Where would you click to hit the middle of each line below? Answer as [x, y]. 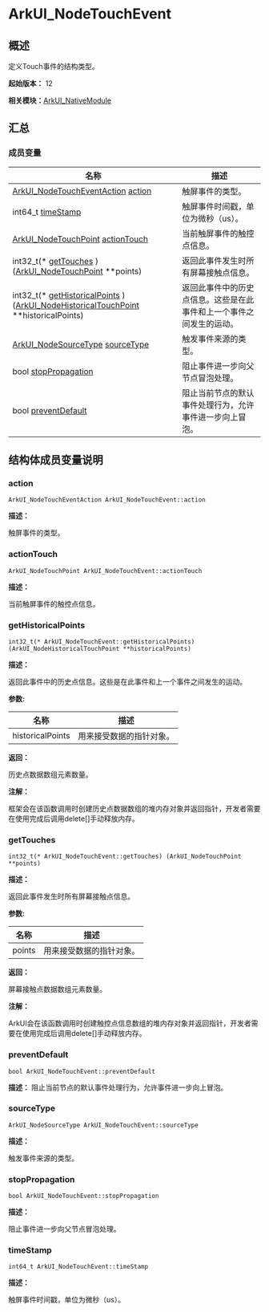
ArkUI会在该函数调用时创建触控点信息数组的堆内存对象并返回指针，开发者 [130, 1023]
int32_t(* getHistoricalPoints [66, 295]
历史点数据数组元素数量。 [50, 774]
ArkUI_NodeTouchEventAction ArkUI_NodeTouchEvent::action [107, 500]
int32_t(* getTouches [53, 261]
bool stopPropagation [53, 372]
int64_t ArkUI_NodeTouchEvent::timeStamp [78, 1267]
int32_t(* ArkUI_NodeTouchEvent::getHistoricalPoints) [102, 642]
